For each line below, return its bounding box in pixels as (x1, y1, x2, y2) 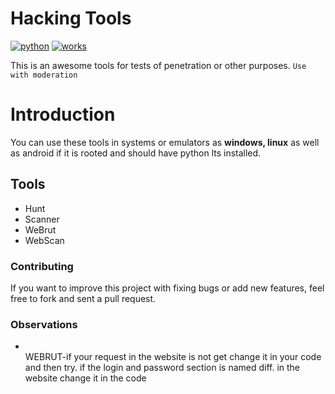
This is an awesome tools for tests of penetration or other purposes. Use (10, 59, 307, 71)
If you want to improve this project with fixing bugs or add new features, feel (10, 282, 325, 294)
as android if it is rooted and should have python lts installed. (10, 147, 262, 159)
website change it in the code (24, 372, 147, 384)
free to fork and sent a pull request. (10, 292, 157, 304)
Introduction (10, 103, 116, 126)
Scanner (24, 213, 60, 225)
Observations (10, 317, 78, 331)
